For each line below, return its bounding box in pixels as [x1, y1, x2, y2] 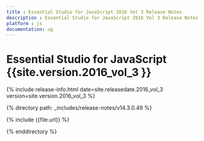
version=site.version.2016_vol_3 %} [6, 93, 96, 100]
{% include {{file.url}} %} [6, 116, 70, 123]
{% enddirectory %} [6, 128, 57, 135]
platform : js [6, 20, 43, 26]
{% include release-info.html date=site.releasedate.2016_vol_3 [6, 86, 164, 93]
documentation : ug [6, 26, 53, 32]
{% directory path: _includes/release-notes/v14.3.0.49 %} [6, 104, 152, 112]
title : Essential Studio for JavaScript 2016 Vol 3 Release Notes [6, 9, 183, 15]
